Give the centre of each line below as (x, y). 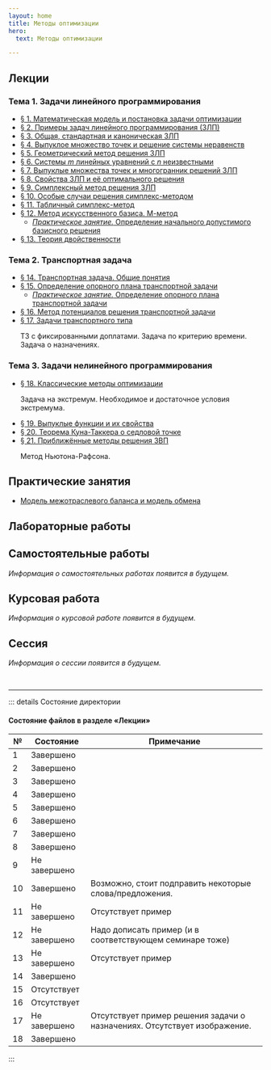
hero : (17, 31)
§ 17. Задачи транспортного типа (76, 321)
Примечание (175, 742)
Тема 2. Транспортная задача (70, 259)
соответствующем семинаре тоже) (160, 940)
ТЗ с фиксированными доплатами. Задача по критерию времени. (133, 336)
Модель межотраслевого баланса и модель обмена (110, 501)
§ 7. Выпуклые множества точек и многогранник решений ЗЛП (129, 170)
